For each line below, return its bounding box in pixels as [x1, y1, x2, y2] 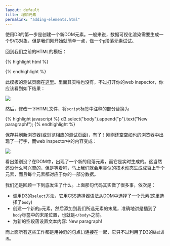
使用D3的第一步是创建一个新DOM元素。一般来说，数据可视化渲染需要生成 [5, 32, 159, 38]
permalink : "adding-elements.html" [5, 17, 80, 22]
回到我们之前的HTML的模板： [5, 49, 67, 55]
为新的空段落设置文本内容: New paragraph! [12, 218, 102, 224]
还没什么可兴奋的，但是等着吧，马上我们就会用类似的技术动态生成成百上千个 [5, 165, 165, 171]
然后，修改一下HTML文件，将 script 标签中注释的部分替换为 [5, 106, 129, 112]
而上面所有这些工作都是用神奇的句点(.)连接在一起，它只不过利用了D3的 [5, 229, 153, 235]
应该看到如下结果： [5, 85, 46, 91]
